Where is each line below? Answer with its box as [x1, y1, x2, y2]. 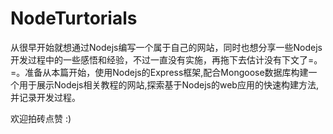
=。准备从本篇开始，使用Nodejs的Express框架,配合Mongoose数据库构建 [10, 66, 309, 78]
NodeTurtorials [10, 7, 138, 30]
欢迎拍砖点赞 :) [10, 112, 72, 124]
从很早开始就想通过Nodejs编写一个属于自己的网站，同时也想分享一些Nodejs [10, 41, 323, 53]
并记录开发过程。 [10, 91, 81, 103]
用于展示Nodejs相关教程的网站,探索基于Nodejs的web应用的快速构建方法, [18, 78, 319, 91]
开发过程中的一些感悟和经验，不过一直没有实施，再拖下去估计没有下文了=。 [10, 53, 323, 66]
